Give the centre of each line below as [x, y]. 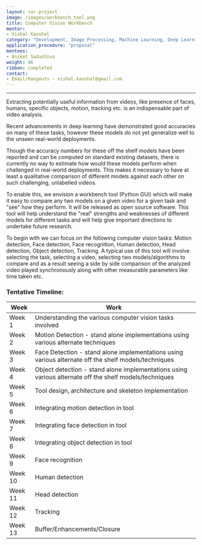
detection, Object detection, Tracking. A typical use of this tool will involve [98, 251]
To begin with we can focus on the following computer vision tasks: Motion [99, 238]
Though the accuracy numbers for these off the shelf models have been [95, 151]
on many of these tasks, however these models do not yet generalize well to [100, 132]
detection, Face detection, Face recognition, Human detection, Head [91, 244]
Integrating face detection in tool [81, 425]
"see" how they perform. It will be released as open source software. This [98, 207]
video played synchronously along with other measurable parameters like [97, 270]
